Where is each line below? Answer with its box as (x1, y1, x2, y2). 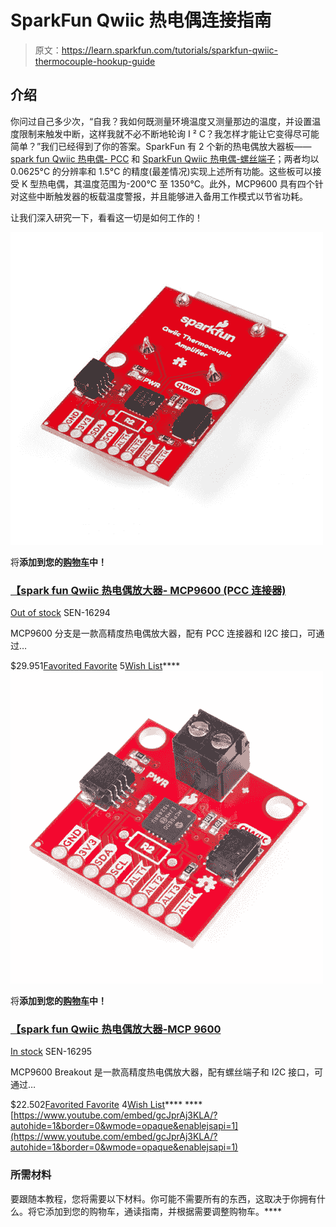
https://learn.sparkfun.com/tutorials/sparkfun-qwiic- (61, 44, 278, 56)
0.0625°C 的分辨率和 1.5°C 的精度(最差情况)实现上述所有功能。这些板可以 (10, 165, 313, 177)
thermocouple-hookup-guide (34, 55, 156, 67)
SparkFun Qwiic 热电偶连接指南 (10, 9, 272, 32)
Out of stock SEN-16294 (10, 607, 111, 619)
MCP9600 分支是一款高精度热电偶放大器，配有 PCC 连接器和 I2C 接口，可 (10, 627, 317, 640)
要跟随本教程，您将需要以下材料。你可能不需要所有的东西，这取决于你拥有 (10, 1192, 317, 1205)
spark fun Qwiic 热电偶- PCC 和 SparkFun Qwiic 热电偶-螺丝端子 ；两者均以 (10, 152, 320, 165)
